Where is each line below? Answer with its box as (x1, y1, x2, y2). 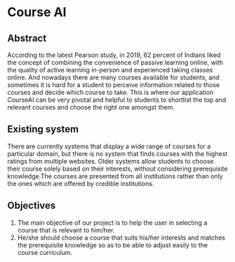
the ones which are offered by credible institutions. (7, 179, 154, 188)
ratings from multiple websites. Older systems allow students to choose (7, 157, 214, 165)
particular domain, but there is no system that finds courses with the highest (7, 149, 228, 158)
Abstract (7, 32, 47, 44)
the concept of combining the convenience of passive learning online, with (7, 58, 223, 67)
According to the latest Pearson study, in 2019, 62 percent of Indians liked (7, 51, 221, 59)
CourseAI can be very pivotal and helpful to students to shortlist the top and (7, 96, 227, 104)
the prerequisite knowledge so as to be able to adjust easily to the (17, 240, 208, 249)
